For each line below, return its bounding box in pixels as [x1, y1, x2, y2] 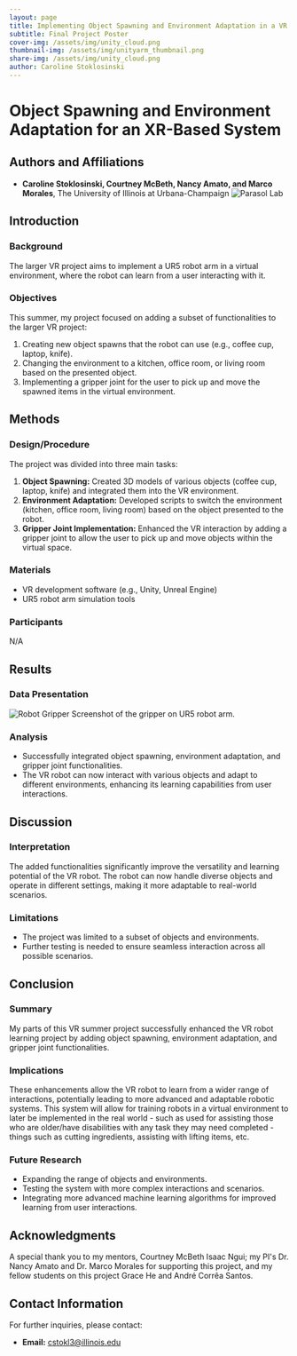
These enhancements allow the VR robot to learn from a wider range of [9, 1084, 270, 1095]
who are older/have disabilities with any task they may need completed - [9, 1122, 275, 1133]
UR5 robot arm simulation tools [21, 593, 136, 604]
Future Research [9, 1154, 82, 1166]
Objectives [9, 292, 58, 305]
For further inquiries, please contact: [9, 1320, 144, 1330]
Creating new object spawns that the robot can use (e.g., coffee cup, [21, 338, 275, 349]
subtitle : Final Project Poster [9, 29, 129, 38]
